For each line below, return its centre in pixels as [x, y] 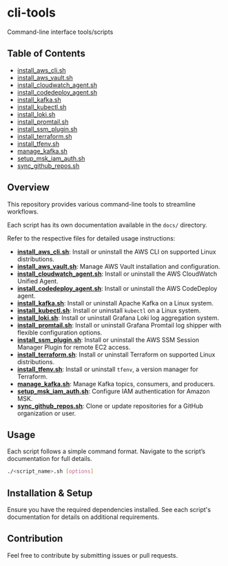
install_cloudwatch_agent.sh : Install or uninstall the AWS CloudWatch [117, 274]
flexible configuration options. [60, 332]
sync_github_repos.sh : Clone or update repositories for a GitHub [110, 406]
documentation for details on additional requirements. [83, 517]
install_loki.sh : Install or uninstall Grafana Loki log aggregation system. [118, 318]
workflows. [23, 211]
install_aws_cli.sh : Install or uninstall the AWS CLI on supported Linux [116, 252]
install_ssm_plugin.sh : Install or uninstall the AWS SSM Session [108, 339]
